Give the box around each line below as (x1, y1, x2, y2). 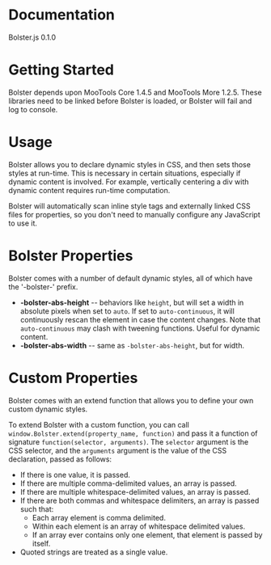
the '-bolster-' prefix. (8, 281, 78, 292)
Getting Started (8, 61, 115, 79)
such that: (19, 504, 54, 514)
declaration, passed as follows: (8, 454, 112, 464)
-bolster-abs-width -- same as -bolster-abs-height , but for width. (19, 340, 245, 350)
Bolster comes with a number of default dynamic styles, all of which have (8, 273, 253, 283)
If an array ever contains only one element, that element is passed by (32, 529, 263, 539)
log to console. (8, 104, 58, 114)
